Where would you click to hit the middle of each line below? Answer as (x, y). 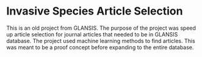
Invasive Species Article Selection (95, 11)
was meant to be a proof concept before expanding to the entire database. (100, 47)
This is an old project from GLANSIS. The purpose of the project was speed (101, 28)
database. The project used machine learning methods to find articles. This (101, 41)
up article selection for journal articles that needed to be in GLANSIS (92, 34)
